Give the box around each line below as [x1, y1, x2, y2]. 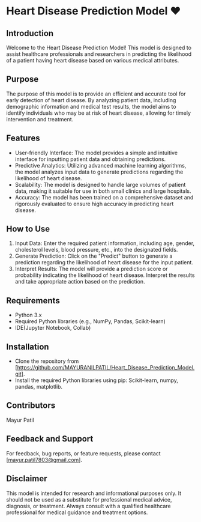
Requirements [6, 296, 60, 306]
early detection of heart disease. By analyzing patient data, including [6, 96, 176, 103]
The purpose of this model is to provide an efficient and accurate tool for [6, 90, 186, 97]
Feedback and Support [6, 434, 94, 444]
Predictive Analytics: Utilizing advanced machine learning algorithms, [14, 162, 187, 169]
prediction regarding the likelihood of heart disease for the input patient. [14, 259, 194, 266]
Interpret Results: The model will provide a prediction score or [14, 266, 168, 273]
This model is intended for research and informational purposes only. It [6, 490, 182, 497]
